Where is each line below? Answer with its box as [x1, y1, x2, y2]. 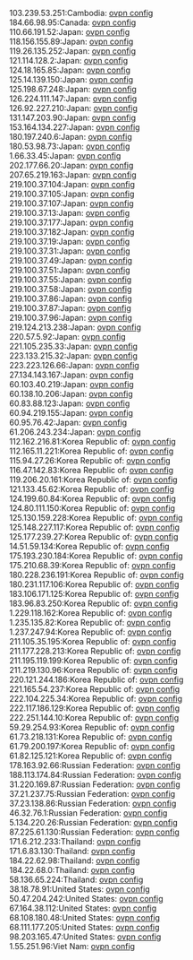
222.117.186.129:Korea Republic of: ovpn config [9, 703, 180, 714]
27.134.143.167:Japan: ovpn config [9, 369, 134, 380]
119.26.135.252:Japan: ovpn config [9, 46, 137, 56]
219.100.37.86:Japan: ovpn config [9, 293, 132, 304]
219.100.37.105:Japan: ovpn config [9, 188, 135, 199]
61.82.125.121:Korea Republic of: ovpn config [9, 750, 172, 761]
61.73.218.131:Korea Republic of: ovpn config [9, 731, 172, 742]
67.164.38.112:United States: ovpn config [9, 903, 157, 913]
